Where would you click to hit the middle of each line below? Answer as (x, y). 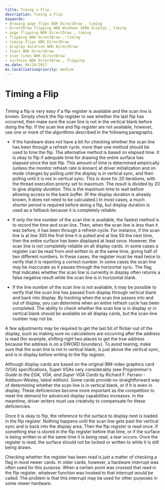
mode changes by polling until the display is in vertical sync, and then (83, 173)
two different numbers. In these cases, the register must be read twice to (86, 256)
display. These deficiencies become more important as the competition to (80, 390)
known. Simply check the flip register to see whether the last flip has (75, 116)
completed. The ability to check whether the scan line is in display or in (84, 308)
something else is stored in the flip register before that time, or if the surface (82, 432)
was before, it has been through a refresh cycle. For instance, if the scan (86, 230)
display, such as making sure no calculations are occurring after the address (82, 333)
